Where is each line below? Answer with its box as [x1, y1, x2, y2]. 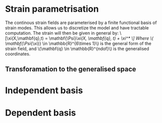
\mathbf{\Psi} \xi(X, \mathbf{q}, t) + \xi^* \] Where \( [49, 35, 154, 41]
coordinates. [5, 50, 30, 57]
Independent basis [5, 85, 83, 96]
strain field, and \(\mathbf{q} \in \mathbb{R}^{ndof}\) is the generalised [5, 46, 150, 51]
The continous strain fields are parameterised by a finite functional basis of [5, 20, 157, 25]
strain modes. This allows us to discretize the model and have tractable [5, 25, 149, 30]
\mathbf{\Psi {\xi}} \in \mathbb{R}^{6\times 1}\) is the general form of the [5, 40, 152, 46]
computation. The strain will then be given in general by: [5, 30, 119, 36]
